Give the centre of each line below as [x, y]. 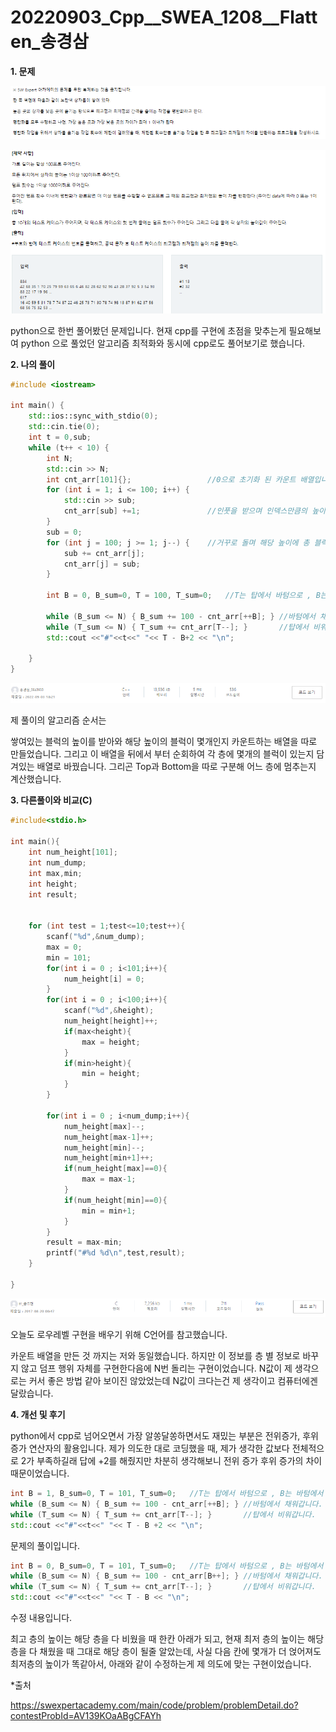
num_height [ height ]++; [111, 1021]
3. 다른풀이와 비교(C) [51, 800]
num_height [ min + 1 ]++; [109, 1158]
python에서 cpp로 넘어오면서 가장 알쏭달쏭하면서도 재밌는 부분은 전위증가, [155, 1436]
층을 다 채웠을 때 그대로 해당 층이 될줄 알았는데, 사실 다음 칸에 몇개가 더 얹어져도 [166, 1652]
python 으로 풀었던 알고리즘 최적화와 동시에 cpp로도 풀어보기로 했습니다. [163, 343]
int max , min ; [55, 873]
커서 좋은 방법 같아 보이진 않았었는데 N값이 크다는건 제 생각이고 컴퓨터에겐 [173, 1381]
